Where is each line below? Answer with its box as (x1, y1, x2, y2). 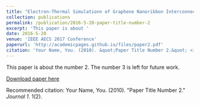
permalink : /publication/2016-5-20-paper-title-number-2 (6, 20, 151, 26)
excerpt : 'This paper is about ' (6, 25, 89, 31)
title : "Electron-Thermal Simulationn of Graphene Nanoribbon (6, 8, 164, 15)
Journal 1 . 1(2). (6, 93, 43, 100)
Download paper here (6, 75, 60, 82)
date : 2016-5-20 (6, 31, 46, 37)
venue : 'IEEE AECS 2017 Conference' (6, 36, 97, 42)
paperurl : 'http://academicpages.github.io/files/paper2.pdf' (6, 42, 164, 48)
